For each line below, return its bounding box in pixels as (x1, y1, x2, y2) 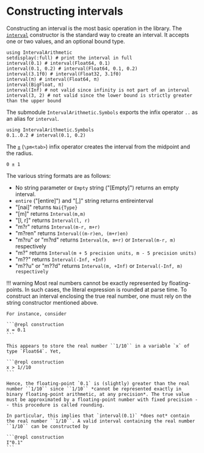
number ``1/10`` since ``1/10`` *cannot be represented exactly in (6, 386, 182, 392)
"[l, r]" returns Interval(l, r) (15, 216, 90, 224)
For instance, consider (6, 311, 67, 317)
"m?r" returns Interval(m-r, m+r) (15, 223, 101, 230)
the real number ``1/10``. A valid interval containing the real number (6, 418, 195, 424)
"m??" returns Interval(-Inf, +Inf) (15, 256, 107, 263)
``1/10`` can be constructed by (6, 423, 89, 430)
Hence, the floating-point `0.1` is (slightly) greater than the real (6, 380, 190, 387)
